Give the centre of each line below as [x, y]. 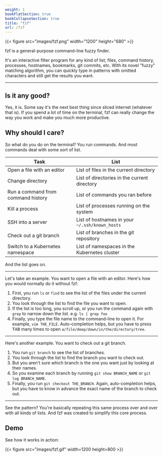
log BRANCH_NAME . [29, 378]
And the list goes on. [26, 264]
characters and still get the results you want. [49, 76]
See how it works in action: [32, 440]
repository [88, 238]
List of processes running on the [113, 205]
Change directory [27, 181]
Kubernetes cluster [98, 252]
